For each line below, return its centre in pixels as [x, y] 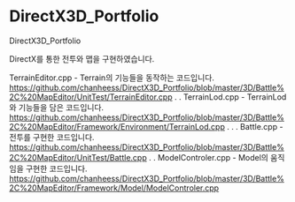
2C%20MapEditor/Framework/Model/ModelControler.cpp [114, 188]
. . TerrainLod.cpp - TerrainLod [230, 97]
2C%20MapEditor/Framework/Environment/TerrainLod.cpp [117, 126]
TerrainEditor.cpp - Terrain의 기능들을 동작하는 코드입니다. [112, 78]
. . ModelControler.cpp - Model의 [209, 157]
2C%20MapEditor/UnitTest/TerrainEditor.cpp [91, 97]
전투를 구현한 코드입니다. [52, 137]
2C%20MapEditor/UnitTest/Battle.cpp [78, 157]
